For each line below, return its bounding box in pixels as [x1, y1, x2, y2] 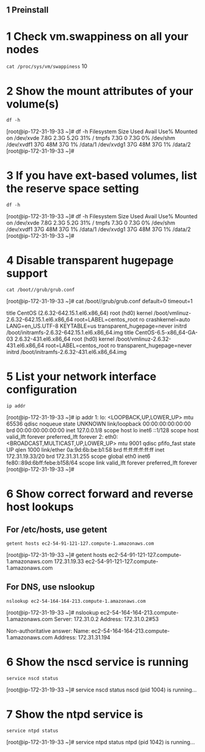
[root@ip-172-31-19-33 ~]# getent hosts [6, 551, 107, 559]
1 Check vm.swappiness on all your [6, 29, 189, 43]
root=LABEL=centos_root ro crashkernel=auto [74, 316, 190, 323]
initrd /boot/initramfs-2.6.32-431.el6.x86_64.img [6, 348, 127, 356]
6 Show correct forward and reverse [6, 487, 193, 501]
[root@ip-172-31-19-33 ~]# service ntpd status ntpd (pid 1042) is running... [6, 738, 195, 745]
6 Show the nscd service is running [6, 655, 189, 669]
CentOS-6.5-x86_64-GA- [135, 329, 198, 336]
